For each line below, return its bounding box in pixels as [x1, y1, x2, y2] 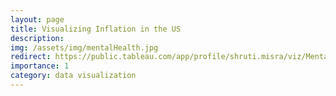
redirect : [10, 52, 52, 62]
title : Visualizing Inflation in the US [10, 24, 182, 34]
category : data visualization [10, 71, 137, 81]
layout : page [10, 14, 65, 25]
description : [10, 33, 65, 43]
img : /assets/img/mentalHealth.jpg [10, 42, 159, 53]
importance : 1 [10, 61, 70, 71]
